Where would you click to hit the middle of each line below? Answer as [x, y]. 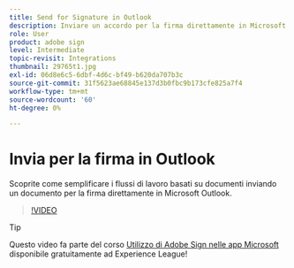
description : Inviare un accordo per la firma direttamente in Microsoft [148, 26]
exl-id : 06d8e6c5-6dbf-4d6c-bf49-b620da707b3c [96, 75]
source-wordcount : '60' [53, 100]
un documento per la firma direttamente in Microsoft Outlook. [121, 193]
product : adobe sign [47, 42]
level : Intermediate [47, 50]
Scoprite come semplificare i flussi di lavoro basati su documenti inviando [143, 184]
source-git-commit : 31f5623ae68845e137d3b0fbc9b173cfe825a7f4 [126, 83]
